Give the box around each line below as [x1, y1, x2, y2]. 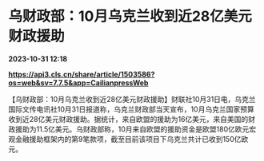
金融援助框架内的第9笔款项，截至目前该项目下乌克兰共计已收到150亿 [14, 134, 242, 143]
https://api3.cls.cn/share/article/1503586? [8, 69, 155, 79]
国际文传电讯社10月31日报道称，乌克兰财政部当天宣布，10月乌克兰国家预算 [8, 104, 254, 114]
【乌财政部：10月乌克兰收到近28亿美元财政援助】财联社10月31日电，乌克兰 [8, 94, 256, 104]
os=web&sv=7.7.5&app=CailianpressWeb [8, 77, 149, 88]
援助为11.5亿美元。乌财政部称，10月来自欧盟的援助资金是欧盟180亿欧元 [14, 124, 250, 134]
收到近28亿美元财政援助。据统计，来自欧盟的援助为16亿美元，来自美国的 [8, 114, 249, 124]
